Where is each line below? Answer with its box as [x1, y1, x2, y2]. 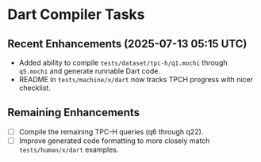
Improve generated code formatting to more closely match [18, 136, 210, 145]
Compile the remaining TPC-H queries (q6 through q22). [18, 126, 204, 136]
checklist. [18, 83, 51, 92]
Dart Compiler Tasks [7, 6, 145, 24]
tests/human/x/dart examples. [18, 145, 119, 154]
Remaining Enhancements [7, 106, 140, 119]
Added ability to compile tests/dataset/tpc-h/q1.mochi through [18, 58, 228, 67]
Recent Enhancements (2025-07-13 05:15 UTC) [7, 37, 248, 51]
